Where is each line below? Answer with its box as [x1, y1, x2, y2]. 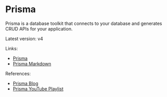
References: [5, 70, 31, 77]
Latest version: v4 [5, 36, 44, 42]
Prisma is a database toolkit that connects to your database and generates [5, 20, 162, 26]
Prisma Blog [12, 80, 38, 86]
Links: [5, 45, 18, 51]
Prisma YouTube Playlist [12, 85, 64, 92]
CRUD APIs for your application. [5, 25, 73, 31]
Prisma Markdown [12, 60, 51, 67]
